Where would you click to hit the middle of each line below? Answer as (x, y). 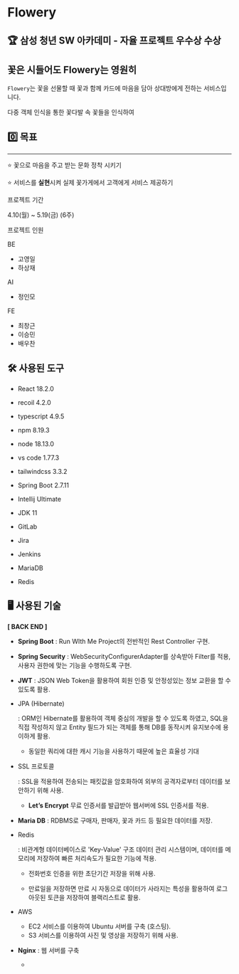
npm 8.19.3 (33, 430)
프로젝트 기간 (26, 200)
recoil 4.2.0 (34, 403)
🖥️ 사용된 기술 (34, 606)
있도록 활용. (34, 689)
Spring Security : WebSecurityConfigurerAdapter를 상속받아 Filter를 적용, (124, 656)
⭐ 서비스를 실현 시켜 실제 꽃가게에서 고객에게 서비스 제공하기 (90, 183)
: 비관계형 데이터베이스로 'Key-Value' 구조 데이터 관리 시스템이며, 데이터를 (121, 849)
